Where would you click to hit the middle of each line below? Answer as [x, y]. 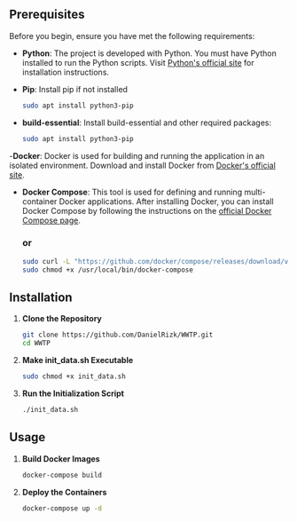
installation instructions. [65, 72]
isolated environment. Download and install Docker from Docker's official [143, 165]
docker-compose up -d [62, 508]
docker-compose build [62, 475]
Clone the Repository [62, 319]
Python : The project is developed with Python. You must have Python [149, 53]
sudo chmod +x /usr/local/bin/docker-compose [107, 270]
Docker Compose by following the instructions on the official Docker [147, 210]
